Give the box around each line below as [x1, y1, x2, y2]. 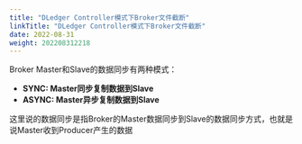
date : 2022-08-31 [9, 30, 75, 39]
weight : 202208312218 [9, 38, 91, 48]
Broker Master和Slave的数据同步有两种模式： [9, 64, 178, 75]
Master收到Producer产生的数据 [16, 125, 133, 136]
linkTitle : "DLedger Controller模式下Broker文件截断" [9, 22, 206, 31]
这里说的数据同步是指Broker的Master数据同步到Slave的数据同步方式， [9, 113, 270, 124]
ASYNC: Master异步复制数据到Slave [22, 94, 160, 105]
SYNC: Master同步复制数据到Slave [22, 83, 154, 94]
